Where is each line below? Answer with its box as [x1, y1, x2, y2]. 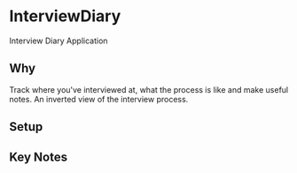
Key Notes [9, 149, 68, 164]
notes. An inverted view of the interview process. [9, 94, 189, 104]
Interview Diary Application [9, 35, 108, 46]
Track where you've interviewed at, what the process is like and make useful [9, 84, 289, 94]
